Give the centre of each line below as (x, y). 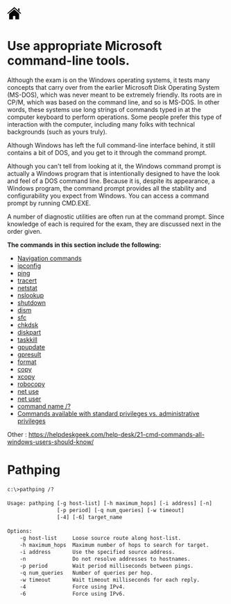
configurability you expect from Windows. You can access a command (108, 196)
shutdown (32, 303)
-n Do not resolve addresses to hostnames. (105, 559)
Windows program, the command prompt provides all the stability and (107, 188)
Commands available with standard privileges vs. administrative (108, 413)
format (27, 362)
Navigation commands (49, 258)
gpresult (29, 354)
